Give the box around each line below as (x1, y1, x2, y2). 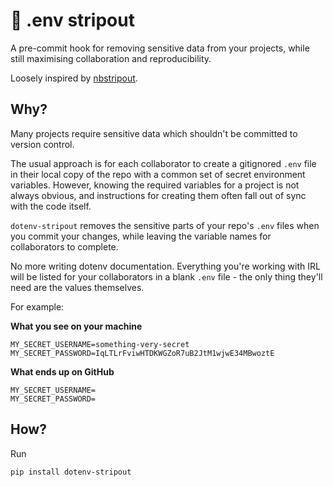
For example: (10, 300, 65, 313)
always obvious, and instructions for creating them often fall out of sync (10, 189, 307, 201)
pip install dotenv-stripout (10, 467, 132, 477)
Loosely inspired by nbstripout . (10, 72, 138, 84)
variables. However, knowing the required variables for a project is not (10, 179, 300, 191)
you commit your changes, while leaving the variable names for (10, 230, 272, 242)
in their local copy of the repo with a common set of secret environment (10, 168, 306, 180)
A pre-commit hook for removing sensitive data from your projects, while (10, 42, 310, 54)
